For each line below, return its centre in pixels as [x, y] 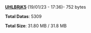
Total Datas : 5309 [23, 16]
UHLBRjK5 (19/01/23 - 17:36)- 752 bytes [46, 7]
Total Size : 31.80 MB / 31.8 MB [36, 26]
